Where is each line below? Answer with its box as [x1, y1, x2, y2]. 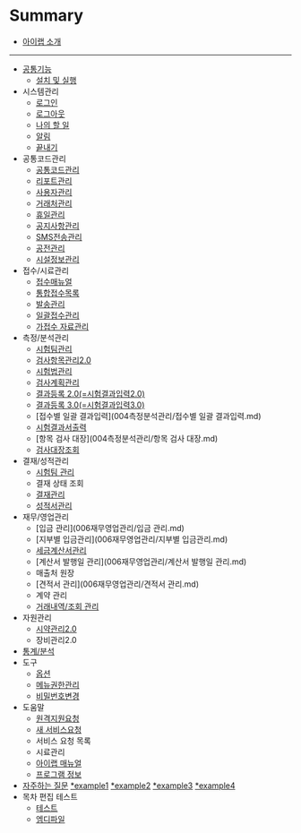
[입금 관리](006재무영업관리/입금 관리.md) [35, 522, 185, 533]
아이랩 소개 [21, 36, 62, 47]
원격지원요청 [35, 713, 80, 724]
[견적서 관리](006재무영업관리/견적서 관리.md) [35, 579, 200, 589]
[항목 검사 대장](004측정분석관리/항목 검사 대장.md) [35, 433, 219, 443]
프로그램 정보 [35, 769, 82, 779]
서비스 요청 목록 [35, 735, 91, 746]
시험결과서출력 [35, 422, 87, 433]
